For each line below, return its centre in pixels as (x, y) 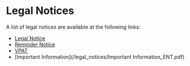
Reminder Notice (35, 44)
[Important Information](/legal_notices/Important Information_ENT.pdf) (99, 57)
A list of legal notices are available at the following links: (73, 27)
